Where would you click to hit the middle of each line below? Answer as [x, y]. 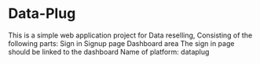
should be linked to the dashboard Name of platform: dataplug [109, 52]
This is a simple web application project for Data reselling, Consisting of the [130, 35]
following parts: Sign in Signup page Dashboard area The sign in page [121, 43]
